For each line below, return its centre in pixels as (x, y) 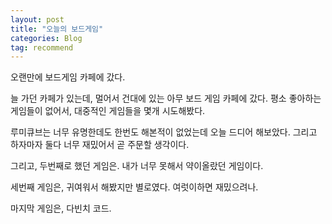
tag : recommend (42, 47)
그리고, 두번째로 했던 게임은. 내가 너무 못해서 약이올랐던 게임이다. (137, 166)
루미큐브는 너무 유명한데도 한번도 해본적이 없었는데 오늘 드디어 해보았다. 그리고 (164, 132)
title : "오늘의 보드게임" (57, 29)
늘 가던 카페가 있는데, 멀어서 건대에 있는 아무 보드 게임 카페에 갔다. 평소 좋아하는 (166, 98)
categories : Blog (46, 38)
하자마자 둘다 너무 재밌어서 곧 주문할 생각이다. (100, 145)
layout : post (37, 19)
